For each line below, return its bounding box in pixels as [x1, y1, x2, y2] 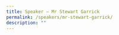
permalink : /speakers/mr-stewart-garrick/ [6, 14, 113, 20]
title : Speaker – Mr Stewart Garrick [6, 8, 100, 15]
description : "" [6, 20, 46, 26]
